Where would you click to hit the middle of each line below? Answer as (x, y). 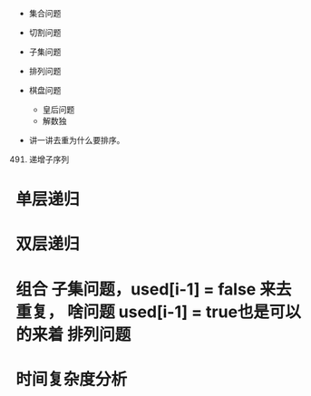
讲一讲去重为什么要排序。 (77, 140)
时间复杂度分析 (72, 379)
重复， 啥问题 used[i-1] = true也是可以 (159, 312)
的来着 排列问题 (73, 334)
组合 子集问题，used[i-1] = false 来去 (154, 289)
